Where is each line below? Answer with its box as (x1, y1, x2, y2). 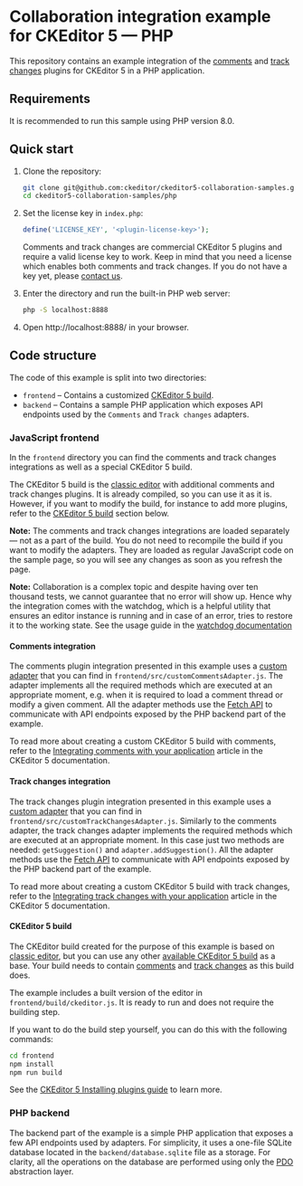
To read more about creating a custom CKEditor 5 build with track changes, (9, 880, 290, 892)
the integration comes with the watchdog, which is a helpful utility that (9, 601, 271, 612)
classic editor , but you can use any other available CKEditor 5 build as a (9, 950, 276, 961)
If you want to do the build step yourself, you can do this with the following (9, 1024, 288, 1035)
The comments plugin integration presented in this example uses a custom (9, 660, 288, 671)
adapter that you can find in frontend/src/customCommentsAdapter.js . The (9, 670, 283, 681)
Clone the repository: (22, 166, 102, 176)
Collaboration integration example (9, 6, 271, 27)
